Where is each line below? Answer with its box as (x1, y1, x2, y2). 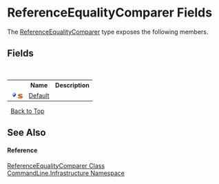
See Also (7, 127, 46, 139)
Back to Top (10, 107, 45, 115)
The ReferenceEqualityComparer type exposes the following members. (7, 28, 209, 36)
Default (28, 91, 50, 99)
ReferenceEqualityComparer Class (7, 161, 105, 170)
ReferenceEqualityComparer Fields (7, 5, 212, 21)
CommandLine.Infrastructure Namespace (7, 169, 125, 177)
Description (54, 81, 90, 90)
